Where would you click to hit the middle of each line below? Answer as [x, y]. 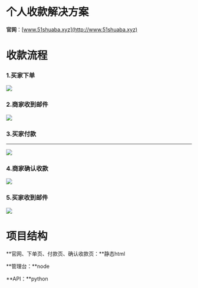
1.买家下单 [21, 75]
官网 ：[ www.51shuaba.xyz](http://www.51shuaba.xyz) [72, 29]
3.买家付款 [21, 134]
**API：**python [27, 279]
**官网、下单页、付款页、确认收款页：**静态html [66, 253]
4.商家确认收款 [27, 168]
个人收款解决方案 [48, 12]
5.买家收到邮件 [27, 198]
